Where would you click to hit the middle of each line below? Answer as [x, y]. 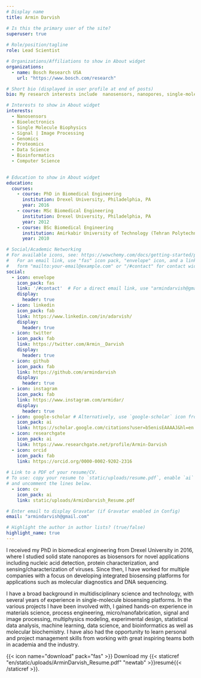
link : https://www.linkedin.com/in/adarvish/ [75, 316]
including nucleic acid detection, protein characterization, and [83, 563]
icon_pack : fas [36, 283]
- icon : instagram [35, 389]
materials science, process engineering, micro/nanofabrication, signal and [98, 613]
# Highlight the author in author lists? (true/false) [76, 528]
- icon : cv [25, 489]
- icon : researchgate [39, 433]
